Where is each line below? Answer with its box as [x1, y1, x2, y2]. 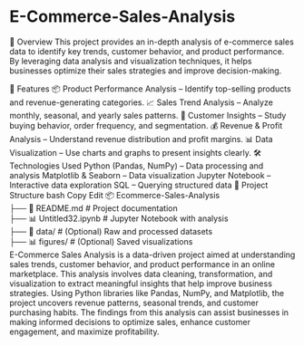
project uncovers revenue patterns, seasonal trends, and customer [9, 297, 259, 308]
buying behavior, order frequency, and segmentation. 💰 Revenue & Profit [9, 120, 283, 130]
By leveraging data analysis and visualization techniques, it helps [9, 55, 252, 66]
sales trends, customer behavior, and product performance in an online [9, 258, 275, 269]
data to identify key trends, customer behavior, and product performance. [9, 45, 285, 56]
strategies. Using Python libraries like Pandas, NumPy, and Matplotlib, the [9, 287, 284, 298]
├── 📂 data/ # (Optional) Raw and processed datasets [9, 226, 213, 236]
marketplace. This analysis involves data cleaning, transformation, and [9, 268, 273, 279]
